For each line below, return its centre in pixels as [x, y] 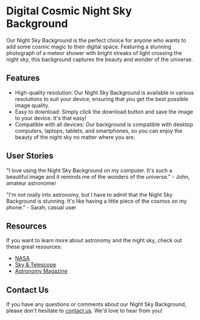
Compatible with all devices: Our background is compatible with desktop [104, 124]
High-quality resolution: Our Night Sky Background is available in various [104, 92]
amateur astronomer [31, 183]
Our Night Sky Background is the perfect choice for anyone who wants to [96, 40]
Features [23, 78]
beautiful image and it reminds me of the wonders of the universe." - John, [98, 176]
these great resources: [34, 247]
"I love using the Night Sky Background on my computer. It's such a [89, 170]
